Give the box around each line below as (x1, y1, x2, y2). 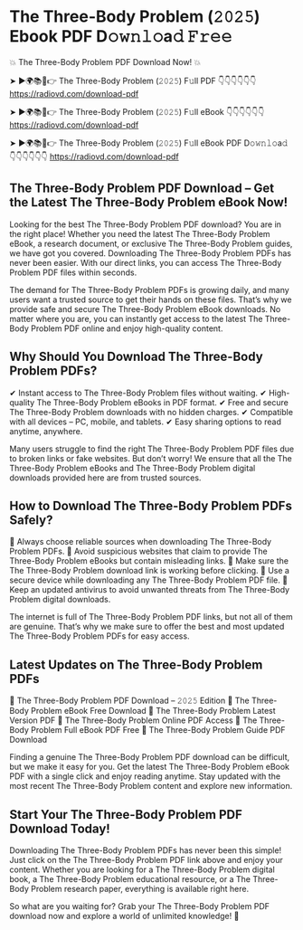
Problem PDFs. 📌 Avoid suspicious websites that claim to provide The (9, 546, 269, 557)
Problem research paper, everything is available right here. (31, 884, 250, 894)
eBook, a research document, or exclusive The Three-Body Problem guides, (9, 238, 293, 249)
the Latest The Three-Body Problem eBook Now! (9, 195, 289, 210)
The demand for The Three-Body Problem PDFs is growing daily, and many (9, 284, 289, 295)
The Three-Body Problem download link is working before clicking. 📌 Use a (9, 565, 289, 576)
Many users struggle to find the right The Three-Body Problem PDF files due (9, 443, 295, 454)
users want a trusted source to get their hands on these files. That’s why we (9, 294, 292, 305)
